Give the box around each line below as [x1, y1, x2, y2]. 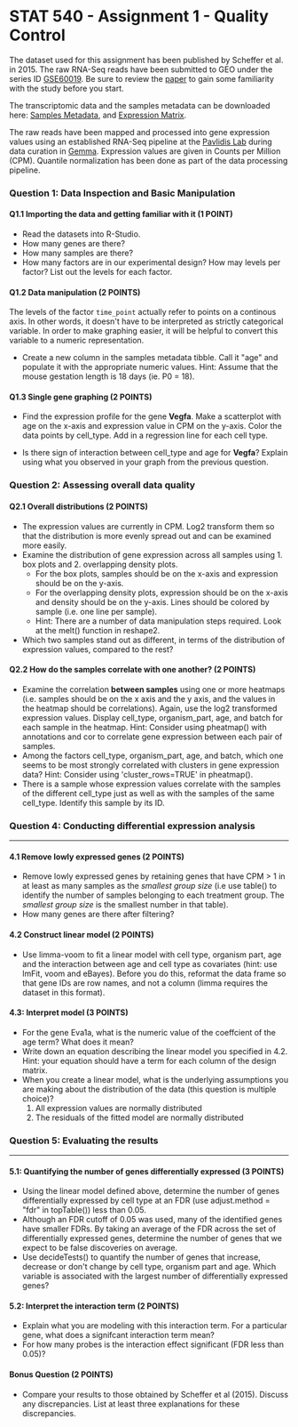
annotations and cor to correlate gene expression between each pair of [21, 731, 283, 742]
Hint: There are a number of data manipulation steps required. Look [35, 616, 282, 626]
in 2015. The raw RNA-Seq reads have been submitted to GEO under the [9, 64, 273, 75]
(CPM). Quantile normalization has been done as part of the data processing [9, 155, 288, 165]
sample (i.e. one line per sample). [35, 606, 158, 617]
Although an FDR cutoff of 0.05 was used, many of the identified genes [21, 1214, 283, 1225]
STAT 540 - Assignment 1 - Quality [9, 6, 269, 27]
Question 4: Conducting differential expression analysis [9, 819, 255, 832]
